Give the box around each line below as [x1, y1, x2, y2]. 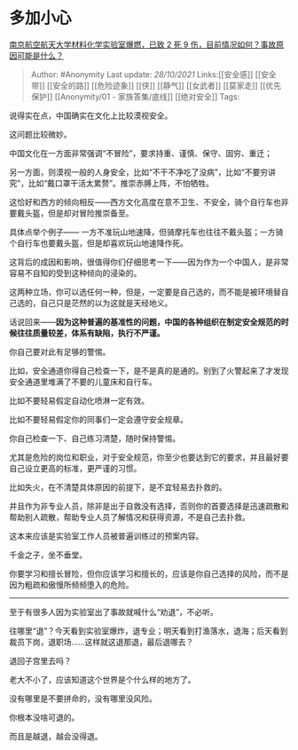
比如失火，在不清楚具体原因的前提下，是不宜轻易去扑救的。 [9, 481, 227, 493]
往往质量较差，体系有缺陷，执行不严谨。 [16, 328, 165, 338]
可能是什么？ [16, 50, 64, 60]
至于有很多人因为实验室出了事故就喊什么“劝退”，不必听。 [9, 606, 219, 617]
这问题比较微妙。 [9, 129, 72, 139]
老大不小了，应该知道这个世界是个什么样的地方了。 [9, 674, 196, 684]
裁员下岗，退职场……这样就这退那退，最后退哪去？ [9, 636, 194, 647]
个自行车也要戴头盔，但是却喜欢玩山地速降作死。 [9, 237, 188, 249]
